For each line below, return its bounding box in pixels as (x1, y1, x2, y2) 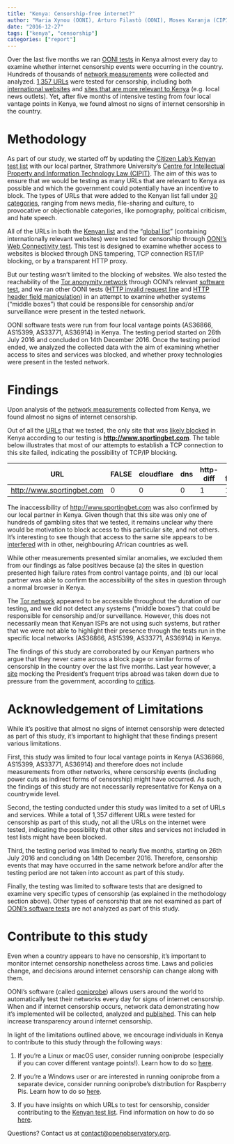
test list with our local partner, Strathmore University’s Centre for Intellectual (7, 162, 225, 171)
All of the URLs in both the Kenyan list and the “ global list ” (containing (7, 227, 207, 235)
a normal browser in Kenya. (7, 583, 86, 592)
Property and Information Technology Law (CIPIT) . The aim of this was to (7, 169, 217, 178)
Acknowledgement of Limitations (7, 702, 204, 718)
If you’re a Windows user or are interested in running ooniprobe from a (17, 1072, 220, 1081)
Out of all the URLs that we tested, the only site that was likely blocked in (7, 426, 216, 434)
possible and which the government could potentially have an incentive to (7, 184, 219, 192)
